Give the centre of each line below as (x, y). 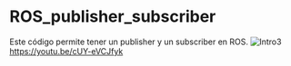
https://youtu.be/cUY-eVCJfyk (66, 51)
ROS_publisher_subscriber (113, 17)
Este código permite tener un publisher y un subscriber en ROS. (129, 42)
